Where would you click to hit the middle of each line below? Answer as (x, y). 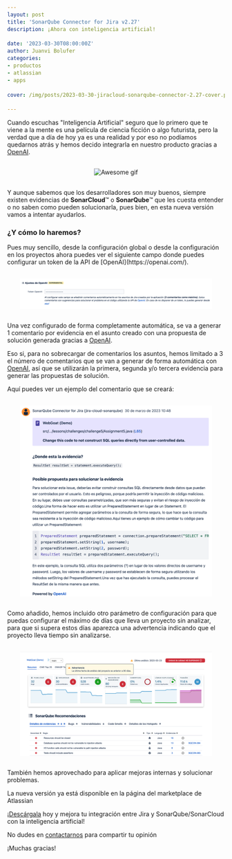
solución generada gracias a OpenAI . (60, 340)
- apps (17, 80)
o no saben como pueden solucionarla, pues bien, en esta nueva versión (110, 207)
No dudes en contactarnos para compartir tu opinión (82, 834)
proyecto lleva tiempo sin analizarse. (59, 635)
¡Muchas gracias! (32, 848)
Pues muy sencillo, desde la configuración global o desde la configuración (113, 247)
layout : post (26, 15)
